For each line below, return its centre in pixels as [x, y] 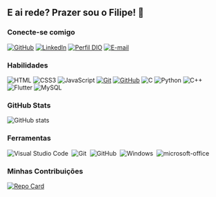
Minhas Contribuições [45, 171]
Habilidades [28, 65]
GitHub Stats [29, 105]
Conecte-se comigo [41, 32]
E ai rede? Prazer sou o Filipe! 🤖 [76, 13]
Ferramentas [29, 138]
